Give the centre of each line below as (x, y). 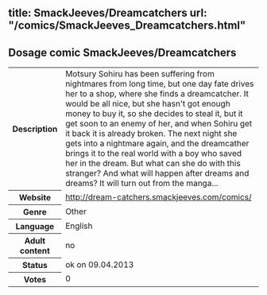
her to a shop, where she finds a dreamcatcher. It (157, 94)
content (35, 250)
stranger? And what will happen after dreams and (157, 173)
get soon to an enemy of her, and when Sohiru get (159, 124)
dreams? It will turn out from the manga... (141, 184)
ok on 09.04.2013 (99, 264)
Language (35, 226)
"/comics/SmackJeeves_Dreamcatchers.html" (127, 26)
